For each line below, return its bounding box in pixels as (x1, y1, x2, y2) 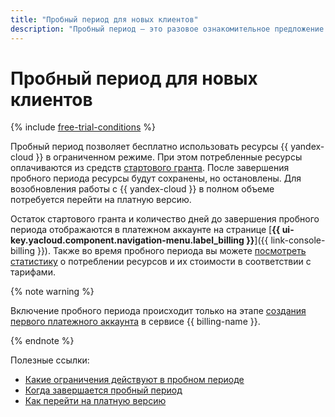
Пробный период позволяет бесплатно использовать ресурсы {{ (10, 141, 289, 153)
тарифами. (10, 266, 56, 278)
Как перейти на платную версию (24, 395, 167, 407)
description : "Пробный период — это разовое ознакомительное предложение (10, 24, 325, 34)
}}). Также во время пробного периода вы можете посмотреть (36, 245, 307, 257)
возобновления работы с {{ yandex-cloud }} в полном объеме (10, 183, 275, 195)
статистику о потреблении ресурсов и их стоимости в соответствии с (10, 256, 312, 268)
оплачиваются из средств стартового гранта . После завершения (10, 162, 290, 174)
